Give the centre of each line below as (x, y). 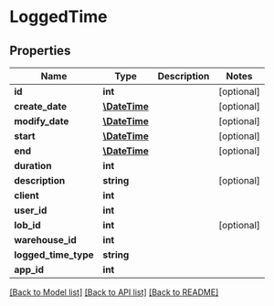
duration (33, 166)
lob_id (27, 225)
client (26, 195)
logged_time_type (54, 255)
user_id (31, 210)
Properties (40, 51)
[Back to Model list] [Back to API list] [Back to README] (114, 292)
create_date (40, 106)
